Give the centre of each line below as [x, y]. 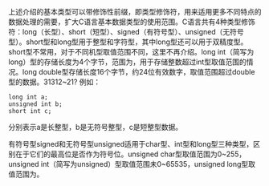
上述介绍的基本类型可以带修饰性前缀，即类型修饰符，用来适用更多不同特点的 [135, 12]
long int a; [28, 97]
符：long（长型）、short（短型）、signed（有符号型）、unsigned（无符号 [126, 32]
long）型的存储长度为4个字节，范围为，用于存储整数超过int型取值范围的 [127, 62]
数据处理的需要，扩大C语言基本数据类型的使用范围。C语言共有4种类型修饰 [132, 22]
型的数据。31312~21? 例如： [55, 82]
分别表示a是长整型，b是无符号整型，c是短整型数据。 [96, 127]
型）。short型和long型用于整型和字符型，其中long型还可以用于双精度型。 [128, 42]
